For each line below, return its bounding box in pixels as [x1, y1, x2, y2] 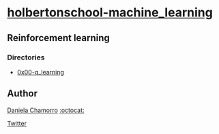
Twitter [7, 119, 27, 127]
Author [7, 88, 38, 100]
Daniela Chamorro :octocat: [7, 106, 85, 114]
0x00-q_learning [16, 68, 65, 76]
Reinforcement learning [7, 32, 111, 44]
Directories [7, 53, 45, 62]
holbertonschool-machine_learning [7, 5, 213, 21]
